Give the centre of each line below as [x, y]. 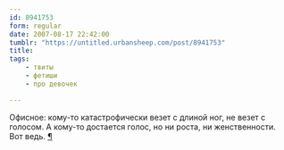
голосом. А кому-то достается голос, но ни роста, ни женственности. [143, 127]
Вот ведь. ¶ [31, 136]
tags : [19, 59]
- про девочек [51, 84]
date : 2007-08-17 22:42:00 [59, 34]
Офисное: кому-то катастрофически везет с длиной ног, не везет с [138, 117]
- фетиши [42, 76]
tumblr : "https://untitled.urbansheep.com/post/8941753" [117, 42]
